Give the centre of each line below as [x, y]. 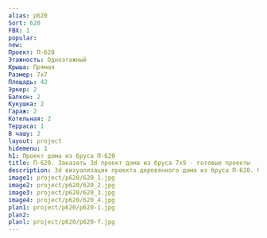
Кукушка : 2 [26, 104]
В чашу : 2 [25, 133]
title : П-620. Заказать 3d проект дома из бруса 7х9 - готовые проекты [129, 163]
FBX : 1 [19, 30]
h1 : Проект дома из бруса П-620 [62, 155]
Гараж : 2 [23, 112]
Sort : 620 [25, 23]
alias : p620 [28, 15]
